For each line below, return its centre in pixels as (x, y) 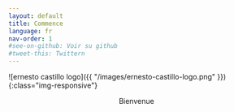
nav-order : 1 (30, 39)
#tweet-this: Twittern (47, 54)
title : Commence (36, 24)
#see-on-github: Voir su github (63, 46)
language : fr (30, 31)
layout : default (36, 16)
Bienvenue (136, 101)
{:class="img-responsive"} (53, 85)
